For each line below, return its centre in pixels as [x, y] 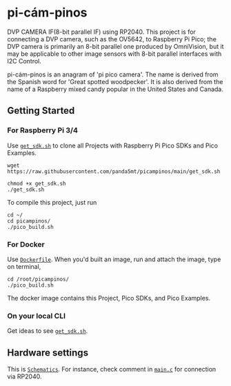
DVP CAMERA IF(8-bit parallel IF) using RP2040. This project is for [102, 32]
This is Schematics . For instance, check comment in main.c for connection [112, 369]
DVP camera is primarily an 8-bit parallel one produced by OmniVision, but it [115, 46]
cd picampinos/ [29, 221]
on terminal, [24, 266]
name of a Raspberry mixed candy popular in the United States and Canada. [115, 89]
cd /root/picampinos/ [38, 279]
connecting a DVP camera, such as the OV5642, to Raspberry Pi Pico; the [112, 39]
